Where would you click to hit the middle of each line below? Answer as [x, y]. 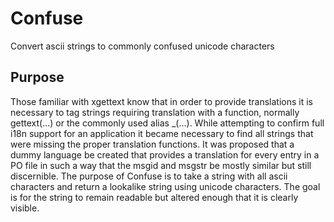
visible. [25, 208]
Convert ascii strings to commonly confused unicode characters [142, 46]
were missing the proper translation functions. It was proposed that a [152, 144]
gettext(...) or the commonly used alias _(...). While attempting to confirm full [167, 123]
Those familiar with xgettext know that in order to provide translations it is [161, 101]
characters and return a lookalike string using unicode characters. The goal [165, 186]
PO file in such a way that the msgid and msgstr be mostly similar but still [161, 165]
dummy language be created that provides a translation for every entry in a [165, 154]
